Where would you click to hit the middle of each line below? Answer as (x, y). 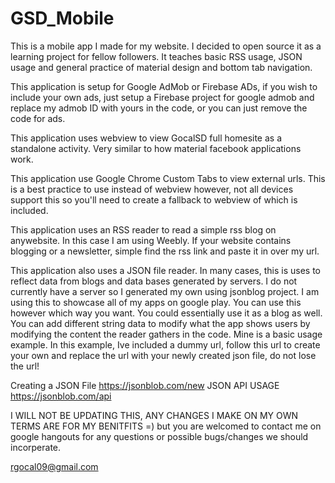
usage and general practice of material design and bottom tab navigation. (161, 67)
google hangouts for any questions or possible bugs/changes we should (159, 436)
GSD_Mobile (62, 18)
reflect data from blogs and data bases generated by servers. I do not (154, 281)
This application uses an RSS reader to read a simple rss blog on (143, 229)
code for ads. (38, 118)
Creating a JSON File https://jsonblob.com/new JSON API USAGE (145, 385)
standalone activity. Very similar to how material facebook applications (156, 148)
